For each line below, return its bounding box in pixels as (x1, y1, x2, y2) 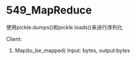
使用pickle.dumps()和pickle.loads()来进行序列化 (6, 24, 123, 31)
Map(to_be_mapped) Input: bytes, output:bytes (14, 46, 131, 54)
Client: (6, 35, 23, 42)
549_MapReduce (6, 4, 92, 17)
